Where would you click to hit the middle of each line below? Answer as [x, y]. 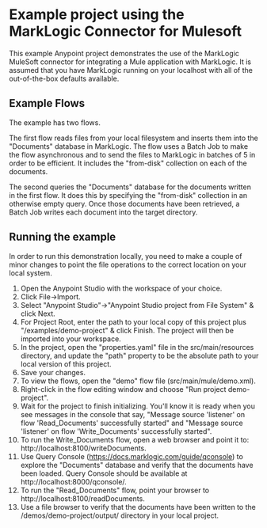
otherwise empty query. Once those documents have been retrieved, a [124, 203]
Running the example [63, 237]
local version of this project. [66, 364]
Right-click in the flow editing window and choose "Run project [123, 389]
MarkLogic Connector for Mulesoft [126, 31]
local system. [31, 273]
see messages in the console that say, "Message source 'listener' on [132, 414]
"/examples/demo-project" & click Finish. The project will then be [127, 330]
